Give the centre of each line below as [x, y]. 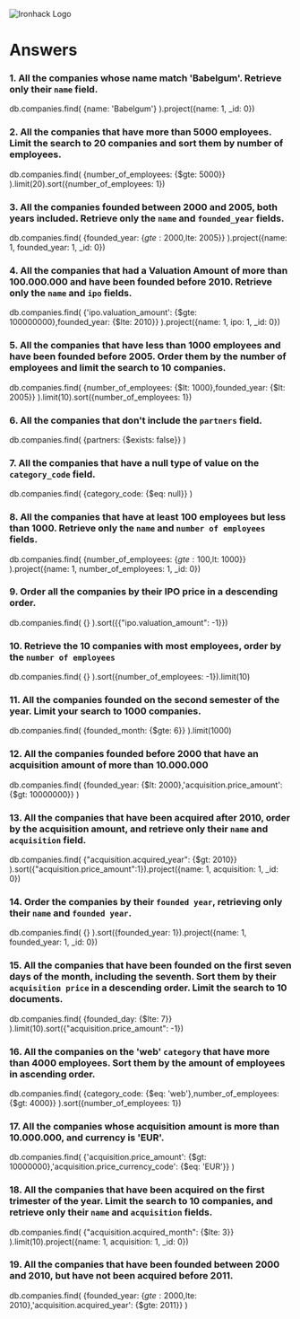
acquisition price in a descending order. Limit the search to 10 [148, 988]
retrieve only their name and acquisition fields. [111, 1212]
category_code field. [52, 474]
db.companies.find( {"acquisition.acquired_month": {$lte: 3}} [122, 1232]
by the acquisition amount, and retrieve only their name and [139, 829]
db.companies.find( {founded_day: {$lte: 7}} [91, 1018]
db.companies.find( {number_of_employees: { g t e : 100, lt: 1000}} [128, 559]
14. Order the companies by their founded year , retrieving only [146, 901]
